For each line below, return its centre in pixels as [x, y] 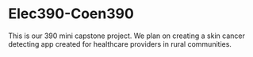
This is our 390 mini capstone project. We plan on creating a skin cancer [127, 36]
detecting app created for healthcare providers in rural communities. [120, 44]
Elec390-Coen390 [71, 14]
